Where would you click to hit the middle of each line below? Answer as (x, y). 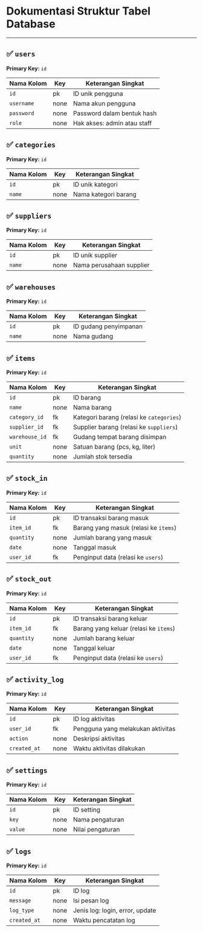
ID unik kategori (95, 184)
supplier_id (27, 427)
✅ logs (19, 851)
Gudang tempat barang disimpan (120, 437)
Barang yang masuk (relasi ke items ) (125, 527)
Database (31, 24)
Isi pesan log (91, 901)
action (19, 739)
